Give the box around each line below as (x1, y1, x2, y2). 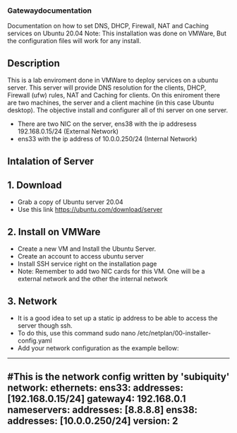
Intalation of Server (7, 155, 94, 167)
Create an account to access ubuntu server (17, 252, 144, 261)
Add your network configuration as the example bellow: (17, 343, 179, 352)
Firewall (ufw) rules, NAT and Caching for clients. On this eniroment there (7, 91, 221, 100)
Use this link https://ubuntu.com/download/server (17, 206, 163, 214)
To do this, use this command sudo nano (17, 328, 136, 337)
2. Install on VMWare (7, 225, 101, 238)
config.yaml (17, 336, 52, 345)
